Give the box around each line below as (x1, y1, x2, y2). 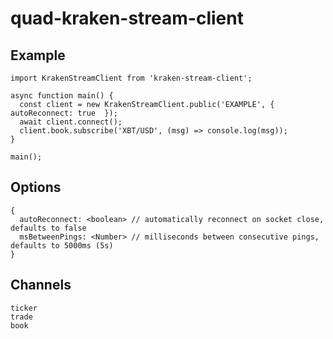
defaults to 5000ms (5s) (10, 240, 114, 251)
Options (10, 179, 62, 196)
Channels (10, 277, 72, 294)
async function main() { (10, 91, 114, 101)
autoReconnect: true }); (10, 108, 118, 118)
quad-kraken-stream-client (10, 7, 244, 30)
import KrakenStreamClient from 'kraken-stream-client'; (10, 73, 253, 83)
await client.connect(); (19, 117, 123, 127)
